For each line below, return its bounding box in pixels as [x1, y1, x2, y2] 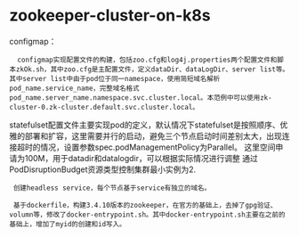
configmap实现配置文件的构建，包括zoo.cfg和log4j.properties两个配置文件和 [17, 55, 278, 64]
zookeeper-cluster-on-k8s [9, 5, 211, 26]
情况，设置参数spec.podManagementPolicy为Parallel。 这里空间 [39, 142, 276, 152]
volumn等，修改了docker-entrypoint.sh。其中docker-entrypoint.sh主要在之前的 [9, 210, 286, 219]
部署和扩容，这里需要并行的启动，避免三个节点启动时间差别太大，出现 [24, 130, 282, 141]
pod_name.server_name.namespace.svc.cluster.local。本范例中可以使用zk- [9, 93, 273, 102]
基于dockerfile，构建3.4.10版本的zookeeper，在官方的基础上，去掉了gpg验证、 [12, 200, 278, 209]
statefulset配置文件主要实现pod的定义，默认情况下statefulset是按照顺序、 [9, 119, 280, 130]
